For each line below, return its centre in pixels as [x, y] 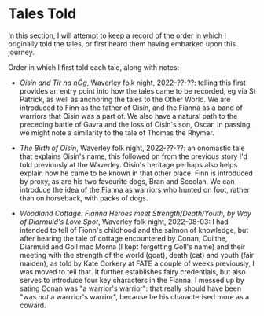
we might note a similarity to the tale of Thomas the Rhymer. [117, 132]
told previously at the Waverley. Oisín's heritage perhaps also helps [128, 164]
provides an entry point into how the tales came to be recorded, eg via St [137, 90]
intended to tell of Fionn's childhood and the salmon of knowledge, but [134, 230]
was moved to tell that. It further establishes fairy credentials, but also [132, 271]
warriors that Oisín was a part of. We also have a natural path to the [128, 116]
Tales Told [42, 14]
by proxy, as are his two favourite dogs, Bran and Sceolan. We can [127, 181]
